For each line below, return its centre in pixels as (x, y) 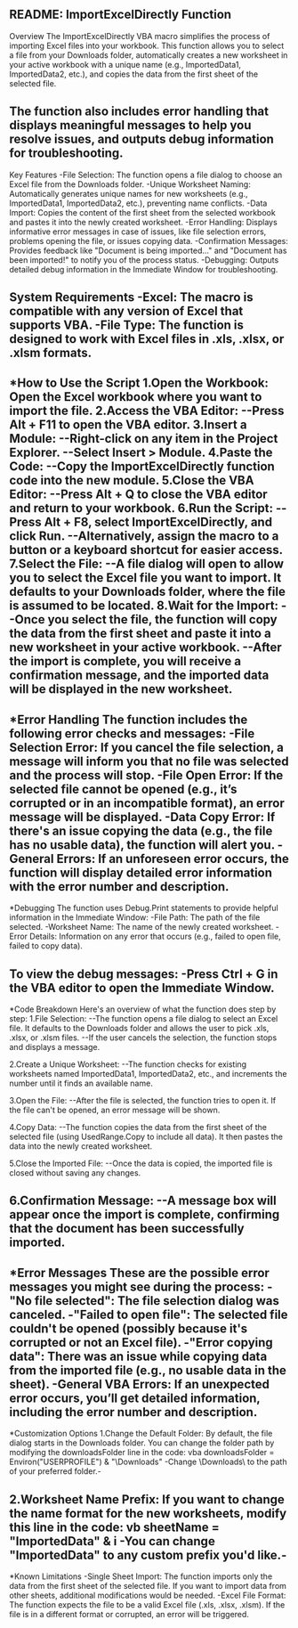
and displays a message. (55, 1047)
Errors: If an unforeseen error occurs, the (173, 859)
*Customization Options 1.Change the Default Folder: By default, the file (141, 1434)
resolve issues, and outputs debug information (141, 139)
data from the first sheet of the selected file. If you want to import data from (148, 1586)
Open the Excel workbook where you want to (136, 397)
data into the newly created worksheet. (81, 1146)
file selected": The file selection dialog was (157, 1301)
